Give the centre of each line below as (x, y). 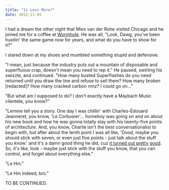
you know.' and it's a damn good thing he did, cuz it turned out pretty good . (83, 143)
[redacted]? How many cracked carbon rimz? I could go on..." (69, 86)
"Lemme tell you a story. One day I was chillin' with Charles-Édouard (76, 111)
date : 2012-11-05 (23, 15)
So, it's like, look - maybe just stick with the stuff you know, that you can (80, 148)
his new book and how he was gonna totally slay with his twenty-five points (84, 121)
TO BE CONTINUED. (26, 183)
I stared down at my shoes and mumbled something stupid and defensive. (82, 55)
